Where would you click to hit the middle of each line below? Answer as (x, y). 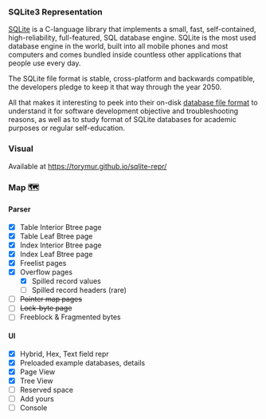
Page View (37, 372)
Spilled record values (66, 281)
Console (33, 407)
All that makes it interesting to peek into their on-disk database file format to (133, 103)
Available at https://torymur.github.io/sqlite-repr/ (88, 166)
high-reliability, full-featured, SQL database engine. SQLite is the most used (132, 38)
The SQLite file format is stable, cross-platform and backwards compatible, (132, 79)
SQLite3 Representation (56, 12)
